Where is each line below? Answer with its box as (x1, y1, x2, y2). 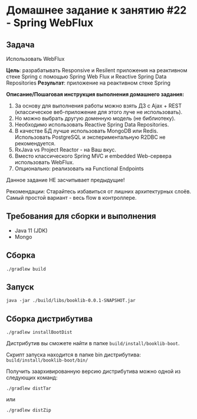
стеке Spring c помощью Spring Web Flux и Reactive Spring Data (6, 73, 167, 80)
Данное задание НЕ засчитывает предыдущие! (6, 177, 125, 183)
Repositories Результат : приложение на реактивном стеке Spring (6, 79, 171, 86)
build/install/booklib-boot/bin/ (6, 358, 88, 363)
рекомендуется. (14, 140, 56, 147)
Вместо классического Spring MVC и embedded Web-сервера (14, 152, 172, 160)
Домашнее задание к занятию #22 (6, 4, 187, 17)
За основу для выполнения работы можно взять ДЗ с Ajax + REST (14, 102, 182, 109)
